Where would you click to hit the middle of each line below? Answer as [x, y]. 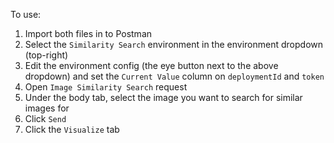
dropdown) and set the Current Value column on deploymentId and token [174, 76]
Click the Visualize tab [72, 129]
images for [47, 108]
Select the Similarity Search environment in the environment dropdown [173, 44]
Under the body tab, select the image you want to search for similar [163, 97]
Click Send [45, 118]
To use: [26, 14]
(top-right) [46, 55]
